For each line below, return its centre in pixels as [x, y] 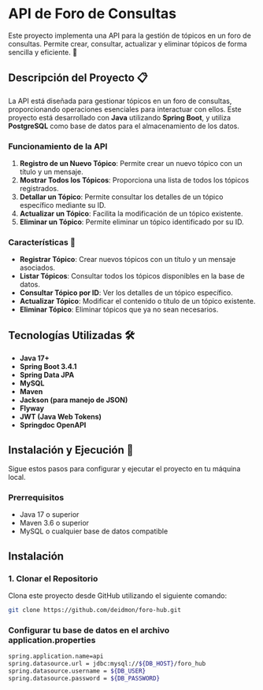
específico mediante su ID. [63, 205]
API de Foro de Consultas [93, 14]
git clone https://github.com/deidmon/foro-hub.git [94, 610]
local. [17, 477]
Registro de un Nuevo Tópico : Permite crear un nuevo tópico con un [131, 164]
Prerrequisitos [36, 497]
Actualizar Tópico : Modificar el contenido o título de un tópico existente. [137, 301]
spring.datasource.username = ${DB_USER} [77, 671]
